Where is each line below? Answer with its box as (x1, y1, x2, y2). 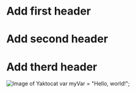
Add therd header (6, 60, 98, 74)
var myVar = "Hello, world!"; (59, 80, 130, 88)
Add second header (6, 32, 109, 46)
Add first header (6, 4, 91, 18)
